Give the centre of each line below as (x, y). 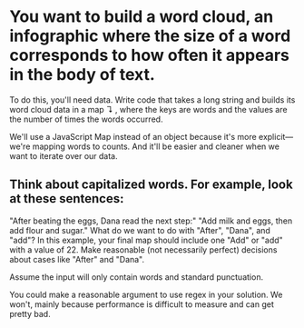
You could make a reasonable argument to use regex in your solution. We (146, 294)
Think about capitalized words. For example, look (151, 185)
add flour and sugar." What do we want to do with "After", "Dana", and (140, 230)
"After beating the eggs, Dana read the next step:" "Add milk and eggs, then (151, 221)
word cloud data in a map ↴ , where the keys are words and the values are (148, 109)
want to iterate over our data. (64, 155)
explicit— (276, 136)
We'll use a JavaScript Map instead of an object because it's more (133, 136)
